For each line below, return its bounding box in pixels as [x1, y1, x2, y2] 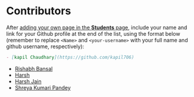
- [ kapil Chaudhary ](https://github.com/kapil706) [6, 54, 134, 60]
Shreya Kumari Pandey [14, 84, 71, 91]
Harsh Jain [14, 77, 42, 85]
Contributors [6, 4, 71, 18]
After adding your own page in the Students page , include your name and [6, 24, 187, 31]
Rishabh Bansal [14, 65, 53, 72]
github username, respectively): [6, 43, 85, 50]
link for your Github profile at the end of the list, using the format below [6, 30, 180, 37]
